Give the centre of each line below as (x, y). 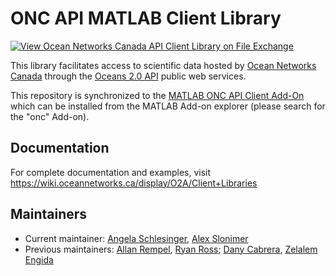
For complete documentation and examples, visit (111, 172)
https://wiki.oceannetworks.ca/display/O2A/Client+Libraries (134, 183)
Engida (39, 259)
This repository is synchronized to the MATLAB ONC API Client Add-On (157, 95)
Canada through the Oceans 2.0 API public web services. (128, 76)
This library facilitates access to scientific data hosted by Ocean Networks (163, 65)
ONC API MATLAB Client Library (146, 18)
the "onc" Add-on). (50, 116)
